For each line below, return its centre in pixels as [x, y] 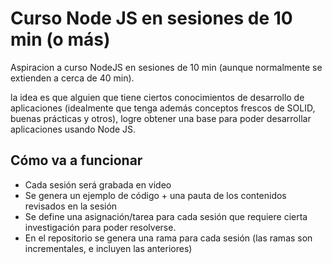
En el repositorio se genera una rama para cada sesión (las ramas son [168, 238]
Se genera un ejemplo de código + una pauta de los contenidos [155, 195]
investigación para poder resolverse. [100, 227]
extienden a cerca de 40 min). [72, 78]
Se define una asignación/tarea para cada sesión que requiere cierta [166, 216]
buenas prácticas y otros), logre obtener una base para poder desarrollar [161, 118]
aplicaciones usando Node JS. [73, 129]
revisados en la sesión [71, 206]
